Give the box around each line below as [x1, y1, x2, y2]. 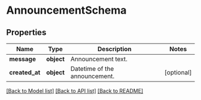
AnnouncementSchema [6, 4, 127, 17]
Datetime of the [70, 65, 114, 73]
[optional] [164, 68, 192, 76]
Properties [6, 27, 47, 37]
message [9, 55, 36, 63]
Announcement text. [70, 55, 127, 63]
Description [98, 45, 132, 53]
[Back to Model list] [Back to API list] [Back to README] [6, 87, 144, 94]
